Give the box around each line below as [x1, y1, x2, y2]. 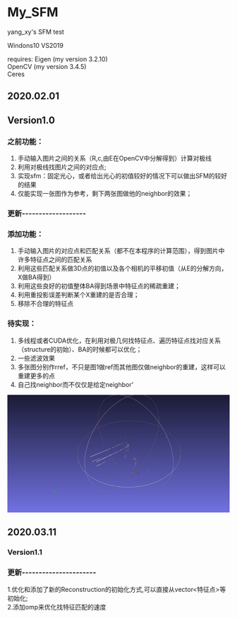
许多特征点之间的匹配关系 [17, 255, 92, 264]
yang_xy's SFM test [7, 27, 65, 36]
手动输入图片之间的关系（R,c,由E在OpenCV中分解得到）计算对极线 [17, 154, 212, 163]
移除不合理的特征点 [17, 299, 74, 308]
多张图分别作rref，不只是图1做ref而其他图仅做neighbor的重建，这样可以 [17, 362, 226, 371]
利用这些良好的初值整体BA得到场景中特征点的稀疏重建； [17, 282, 181, 290]
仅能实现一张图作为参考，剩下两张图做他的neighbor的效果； [17, 190, 193, 198]
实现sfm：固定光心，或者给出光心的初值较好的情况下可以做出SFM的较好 [17, 172, 228, 180]
